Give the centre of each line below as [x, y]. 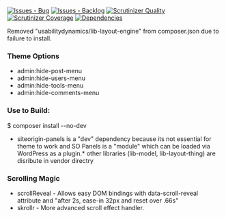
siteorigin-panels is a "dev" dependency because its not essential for [114, 139]
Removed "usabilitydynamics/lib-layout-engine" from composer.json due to [113, 31]
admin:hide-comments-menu [58, 93]
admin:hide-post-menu [50, 71]
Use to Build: [29, 111]
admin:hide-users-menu [51, 78]
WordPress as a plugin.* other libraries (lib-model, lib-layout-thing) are [116, 153]
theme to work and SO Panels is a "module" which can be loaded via [113, 146]
